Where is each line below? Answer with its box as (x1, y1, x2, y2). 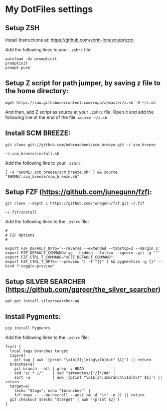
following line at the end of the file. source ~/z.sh (5, 114, 107, 120)
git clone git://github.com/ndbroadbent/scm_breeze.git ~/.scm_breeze (5, 142, 156, 147)
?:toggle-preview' (16, 263, 55, 269)
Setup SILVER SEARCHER (5, 277, 86, 286)
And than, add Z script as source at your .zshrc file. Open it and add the (5, 109, 154, 115)
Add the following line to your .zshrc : (5, 160, 82, 166)
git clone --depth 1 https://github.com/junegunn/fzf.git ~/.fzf (5, 201, 144, 206)
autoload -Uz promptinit (5, 56, 57, 61)
